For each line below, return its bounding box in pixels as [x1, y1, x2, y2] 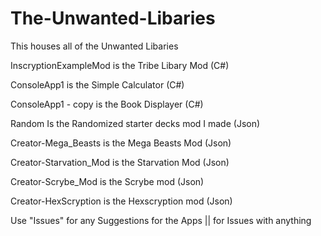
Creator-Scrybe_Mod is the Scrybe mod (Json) [10, 175, 205, 187]
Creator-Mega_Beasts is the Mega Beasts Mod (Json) [10, 137, 232, 149]
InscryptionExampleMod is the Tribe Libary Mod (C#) [10, 59, 230, 71]
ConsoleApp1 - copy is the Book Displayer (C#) [10, 98, 204, 110]
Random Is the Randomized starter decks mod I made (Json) [10, 117, 261, 129]
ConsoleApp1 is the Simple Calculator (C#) [10, 78, 185, 91]
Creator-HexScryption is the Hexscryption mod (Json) [10, 195, 233, 207]
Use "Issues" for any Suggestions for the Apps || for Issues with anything [10, 214, 312, 226]
